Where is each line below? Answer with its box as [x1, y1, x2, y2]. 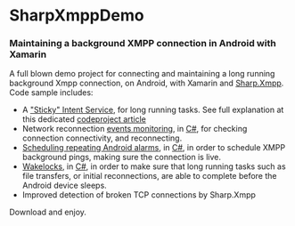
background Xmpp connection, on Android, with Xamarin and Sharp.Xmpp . [9, 77, 284, 89]
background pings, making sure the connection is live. [21, 152, 221, 163]
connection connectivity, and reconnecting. [21, 133, 183, 143]
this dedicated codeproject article [21, 114, 147, 125]
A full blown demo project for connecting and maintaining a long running [9, 69, 275, 79]
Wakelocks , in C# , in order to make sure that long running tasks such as [21, 161, 287, 172]
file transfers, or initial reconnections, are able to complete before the [21, 171, 277, 182]
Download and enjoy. [9, 206, 87, 218]
